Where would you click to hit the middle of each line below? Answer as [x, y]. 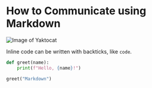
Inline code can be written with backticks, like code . [69, 51]
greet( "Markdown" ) [29, 78]
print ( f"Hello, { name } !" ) [49, 68]
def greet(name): [28, 62]
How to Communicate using [76, 11]
